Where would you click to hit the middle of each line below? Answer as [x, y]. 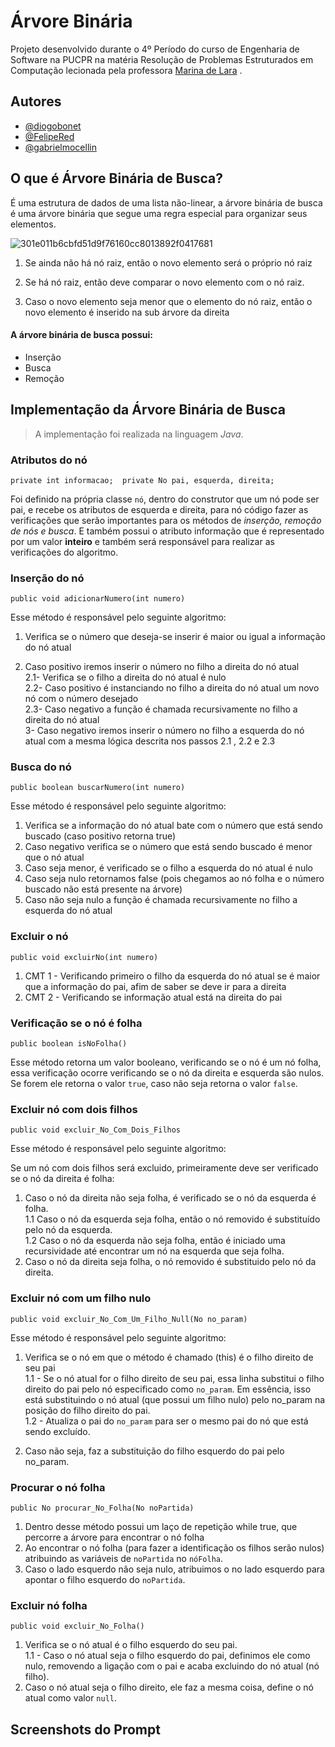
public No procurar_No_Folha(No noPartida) [102, 1508]
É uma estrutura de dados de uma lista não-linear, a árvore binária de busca [166, 202]
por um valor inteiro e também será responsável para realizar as [142, 541]
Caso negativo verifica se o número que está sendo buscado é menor [168, 847]
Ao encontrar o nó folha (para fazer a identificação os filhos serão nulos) [174, 1547]
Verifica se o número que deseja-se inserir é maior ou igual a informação [175, 637]
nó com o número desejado [81, 699]
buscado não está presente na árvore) [103, 889]
